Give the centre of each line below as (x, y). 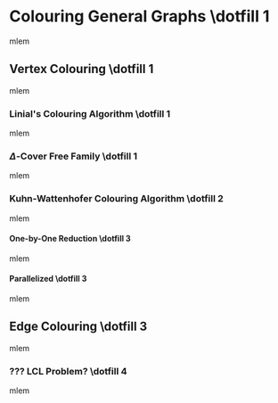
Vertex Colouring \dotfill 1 (82, 69)
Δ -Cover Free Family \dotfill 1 (74, 156)
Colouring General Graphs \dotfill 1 (139, 16)
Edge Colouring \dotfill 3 (78, 327)
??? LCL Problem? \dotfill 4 (68, 371)
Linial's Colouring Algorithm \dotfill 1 (90, 113)
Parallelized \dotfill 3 (48, 279)
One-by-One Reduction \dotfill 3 (70, 239)
